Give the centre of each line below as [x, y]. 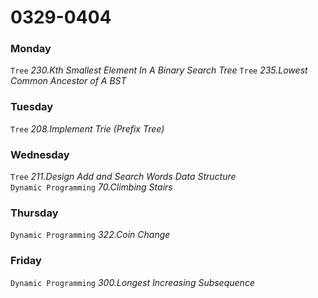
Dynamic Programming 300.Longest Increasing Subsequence [132, 282]
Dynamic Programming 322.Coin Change [90, 235]
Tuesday [32, 107]
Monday [31, 49]
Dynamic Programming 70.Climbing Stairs [91, 187]
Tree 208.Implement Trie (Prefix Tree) [87, 128]
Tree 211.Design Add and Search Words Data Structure [123, 177]
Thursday [34, 213]
